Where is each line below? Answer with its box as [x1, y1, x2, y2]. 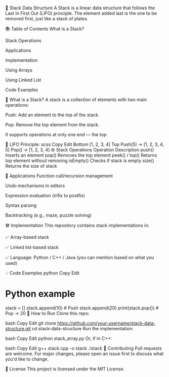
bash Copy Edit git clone [5, 320, 57, 326]
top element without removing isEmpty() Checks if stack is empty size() [5, 158, 154, 164]
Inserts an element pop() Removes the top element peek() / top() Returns [5, 152, 157, 158]
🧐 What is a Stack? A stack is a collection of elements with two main [5, 97, 147, 103]
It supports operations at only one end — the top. [5, 132, 108, 137]
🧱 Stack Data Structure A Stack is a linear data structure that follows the [5, 5, 155, 11]
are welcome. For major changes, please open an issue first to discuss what [5, 351, 164, 357]
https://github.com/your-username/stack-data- [57, 320, 156, 326]
